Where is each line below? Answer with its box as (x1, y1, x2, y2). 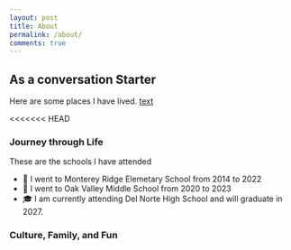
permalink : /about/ (9, 30, 83, 39)
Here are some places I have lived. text (9, 96, 154, 106)
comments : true (9, 38, 67, 48)
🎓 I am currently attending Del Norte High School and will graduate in (22, 193, 283, 204)
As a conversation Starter (9, 71, 157, 87)
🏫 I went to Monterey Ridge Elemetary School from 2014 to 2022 (22, 173, 262, 185)
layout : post (9, 13, 59, 23)
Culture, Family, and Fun (9, 229, 119, 242)
